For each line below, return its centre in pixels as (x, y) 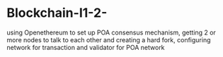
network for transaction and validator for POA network (86, 47)
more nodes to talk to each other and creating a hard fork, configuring (109, 39)
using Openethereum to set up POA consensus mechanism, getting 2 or (111, 32)
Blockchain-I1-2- (57, 13)
